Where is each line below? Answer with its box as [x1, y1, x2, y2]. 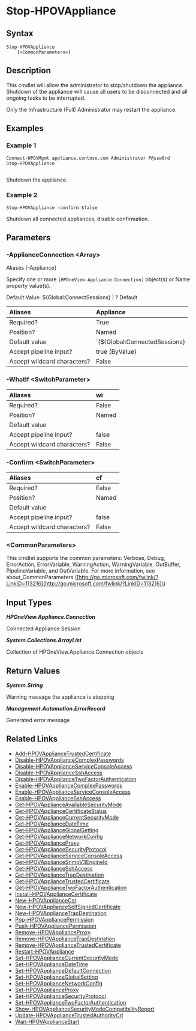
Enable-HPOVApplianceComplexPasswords [14, 782, 123, 789]
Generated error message [6, 717, 70, 723]
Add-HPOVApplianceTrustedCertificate [14, 750, 111, 757]
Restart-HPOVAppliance [14, 947, 75, 955]
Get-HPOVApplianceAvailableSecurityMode [14, 801, 122, 808]
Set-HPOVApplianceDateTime [14, 960, 89, 968]
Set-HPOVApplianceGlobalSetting [14, 973, 98, 981]
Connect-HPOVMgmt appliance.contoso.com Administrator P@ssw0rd [6, 155, 170, 161]
